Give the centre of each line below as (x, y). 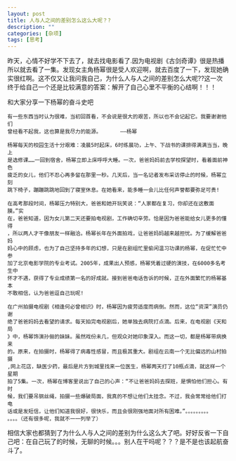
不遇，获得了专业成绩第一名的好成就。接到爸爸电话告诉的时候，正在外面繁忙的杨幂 (119, 278)
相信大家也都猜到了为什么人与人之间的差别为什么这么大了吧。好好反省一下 (115, 433)
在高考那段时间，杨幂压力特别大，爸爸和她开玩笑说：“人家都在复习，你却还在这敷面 (111, 204)
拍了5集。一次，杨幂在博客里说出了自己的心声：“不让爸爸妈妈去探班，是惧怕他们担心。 (115, 382)
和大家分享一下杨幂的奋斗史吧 (50, 102)
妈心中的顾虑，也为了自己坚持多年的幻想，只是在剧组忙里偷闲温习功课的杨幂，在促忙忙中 (117, 249)
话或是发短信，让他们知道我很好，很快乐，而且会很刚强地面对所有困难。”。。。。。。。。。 (110, 412)
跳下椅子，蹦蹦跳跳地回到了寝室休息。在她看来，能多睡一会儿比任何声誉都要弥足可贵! (113, 190)
